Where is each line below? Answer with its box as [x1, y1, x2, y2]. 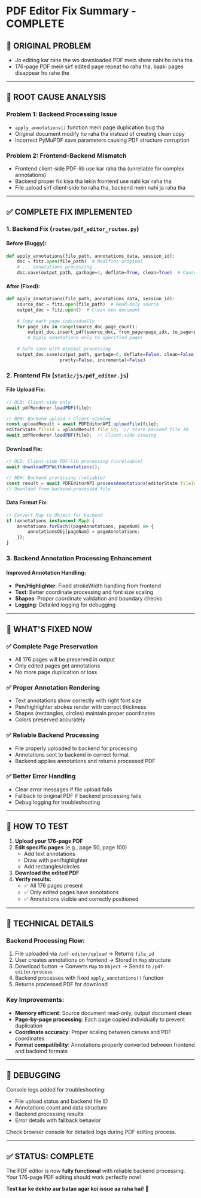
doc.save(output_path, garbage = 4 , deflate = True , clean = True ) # [17, 270, 181, 276]
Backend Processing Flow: [6, 936, 85, 944]
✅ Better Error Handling [6, 772, 76, 781]
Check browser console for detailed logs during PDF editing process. [6, 1129, 176, 1136]
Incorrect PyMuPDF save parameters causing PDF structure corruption [14, 136, 190, 144]
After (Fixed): [6, 282, 40, 289]
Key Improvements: [6, 996, 65, 1004]
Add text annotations [23, 850, 76, 857]
